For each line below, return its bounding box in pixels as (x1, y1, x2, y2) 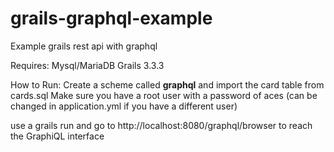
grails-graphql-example (10, 7, 213, 30)
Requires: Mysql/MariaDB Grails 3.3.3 (10, 59, 165, 71)
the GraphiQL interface (10, 130, 105, 142)
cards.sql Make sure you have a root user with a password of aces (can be (10, 89, 318, 101)
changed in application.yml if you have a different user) (10, 100, 238, 112)
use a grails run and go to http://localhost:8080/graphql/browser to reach (10, 119, 313, 131)
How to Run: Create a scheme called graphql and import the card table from (10, 78, 325, 91)
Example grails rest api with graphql (10, 40, 158, 52)
